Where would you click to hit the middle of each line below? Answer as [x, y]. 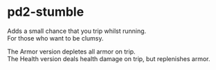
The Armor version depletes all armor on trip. [72, 51]
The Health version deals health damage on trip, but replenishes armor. [109, 58]
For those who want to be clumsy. [55, 38]
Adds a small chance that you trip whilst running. [77, 31]
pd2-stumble [46, 12]
